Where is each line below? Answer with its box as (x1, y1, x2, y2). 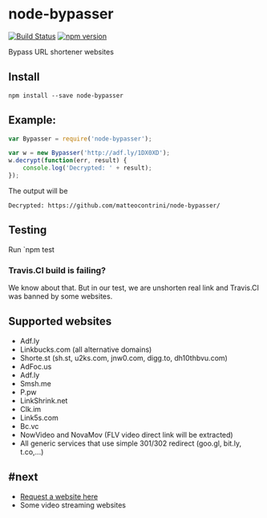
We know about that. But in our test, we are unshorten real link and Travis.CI (8, 283, 259, 293)
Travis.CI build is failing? (8, 264, 107, 275)
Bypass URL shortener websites (8, 47, 115, 56)
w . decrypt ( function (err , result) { (8, 157, 127, 165)
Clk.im (19, 404, 42, 414)
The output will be (8, 186, 68, 195)
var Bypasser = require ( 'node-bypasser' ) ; (8, 134, 152, 143)
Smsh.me (19, 378, 52, 388)
